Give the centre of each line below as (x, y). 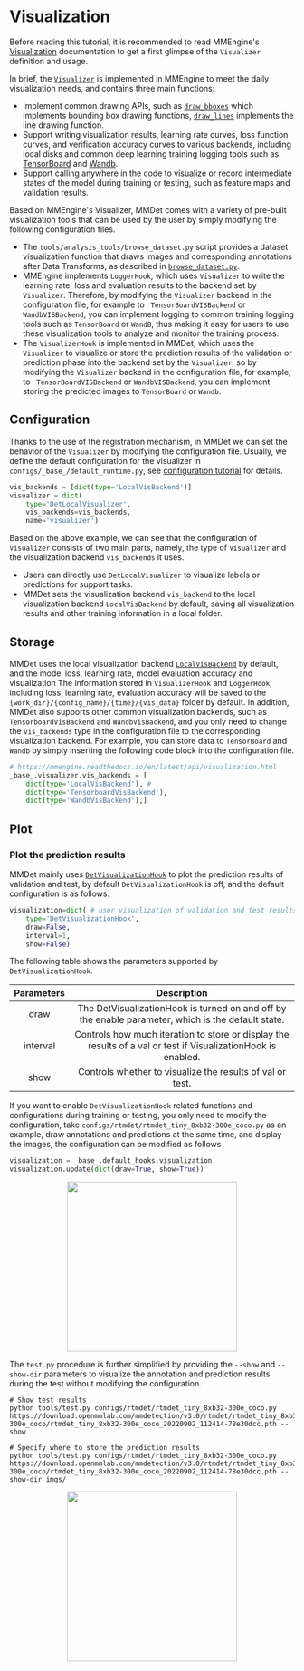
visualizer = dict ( (46, 496)
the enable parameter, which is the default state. (182, 1019)
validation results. (55, 192)
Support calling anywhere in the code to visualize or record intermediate (157, 173)
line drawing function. (63, 125)
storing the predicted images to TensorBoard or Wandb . (122, 391)
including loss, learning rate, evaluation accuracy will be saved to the (138, 692)
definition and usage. (49, 61)
